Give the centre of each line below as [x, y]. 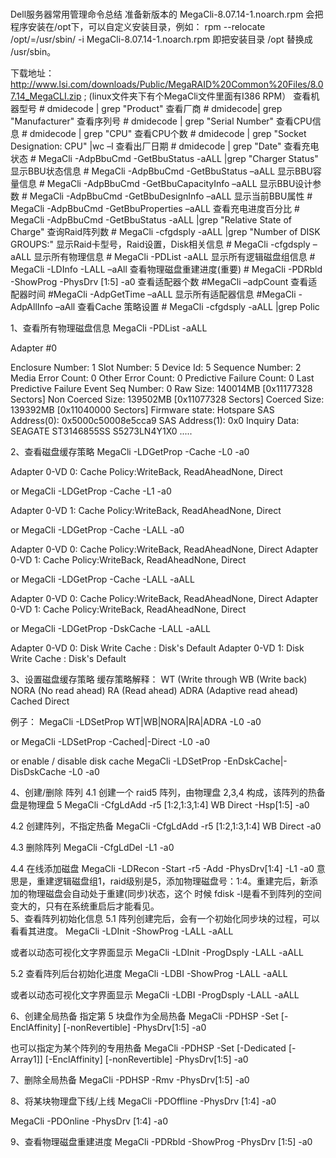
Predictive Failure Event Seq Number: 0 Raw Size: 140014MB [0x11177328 [161, 389]
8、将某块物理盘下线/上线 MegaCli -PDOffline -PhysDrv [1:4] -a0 [143, 1101]
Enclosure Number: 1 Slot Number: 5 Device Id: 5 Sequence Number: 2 [156, 368]
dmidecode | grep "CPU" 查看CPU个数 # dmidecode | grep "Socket [168, 134]
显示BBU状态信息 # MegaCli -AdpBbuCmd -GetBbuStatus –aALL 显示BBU [161, 171]
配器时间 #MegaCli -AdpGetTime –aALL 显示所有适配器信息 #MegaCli [153, 294]
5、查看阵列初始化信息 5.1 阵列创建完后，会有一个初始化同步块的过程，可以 [165, 919]
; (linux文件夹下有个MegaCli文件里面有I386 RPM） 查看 [197, 96]
